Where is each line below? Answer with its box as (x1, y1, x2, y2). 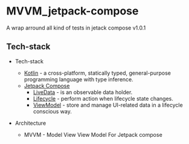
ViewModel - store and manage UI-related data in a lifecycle (33, 101, 183, 108)
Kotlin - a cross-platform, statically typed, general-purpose (24, 69, 171, 77)
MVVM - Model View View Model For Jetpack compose (24, 131, 163, 138)
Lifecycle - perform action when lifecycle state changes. (33, 95, 173, 102)
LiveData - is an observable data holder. (33, 89, 133, 96)
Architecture (14, 119, 46, 127)
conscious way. (33, 107, 72, 115)
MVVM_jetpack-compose (6, 4, 139, 18)
